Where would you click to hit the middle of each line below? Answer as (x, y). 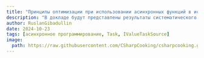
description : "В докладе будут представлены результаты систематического (102, 18)
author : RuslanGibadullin (39, 23)
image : (15, 40)
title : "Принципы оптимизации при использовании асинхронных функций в (99, 12)
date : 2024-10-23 (28, 29)
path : (19, 46)
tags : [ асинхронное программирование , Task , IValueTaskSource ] (88, 34)
